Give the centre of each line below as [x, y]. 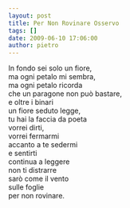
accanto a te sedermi [43, 145]
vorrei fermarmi [34, 136]
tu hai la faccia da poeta [48, 119]
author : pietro [33, 46]
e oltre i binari [31, 102]
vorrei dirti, [26, 128]
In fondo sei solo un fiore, [50, 68]
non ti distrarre [33, 170]
